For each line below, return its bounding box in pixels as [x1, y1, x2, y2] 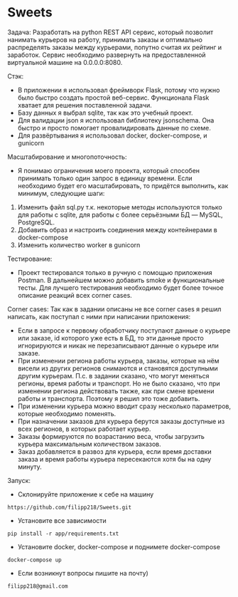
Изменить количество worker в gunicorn [17, 240, 141, 249]
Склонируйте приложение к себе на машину [17, 489, 154, 499]
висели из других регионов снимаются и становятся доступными [17, 364, 218, 373]
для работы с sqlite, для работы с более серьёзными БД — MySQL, [17, 210, 223, 219]
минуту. [17, 462, 42, 471]
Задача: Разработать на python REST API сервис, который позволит [7, 28, 214, 36]
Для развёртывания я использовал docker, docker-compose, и [17, 131, 207, 140]
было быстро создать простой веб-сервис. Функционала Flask [17, 93, 210, 102]
